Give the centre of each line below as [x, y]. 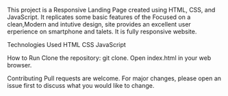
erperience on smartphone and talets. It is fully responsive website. [102, 31]
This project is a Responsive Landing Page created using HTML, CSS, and [111, 10]
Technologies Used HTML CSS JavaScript [67, 45]
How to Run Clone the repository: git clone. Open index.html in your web [109, 58]
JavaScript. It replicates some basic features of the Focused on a [99, 17]
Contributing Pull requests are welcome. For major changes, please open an [114, 78]
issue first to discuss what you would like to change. [81, 85]
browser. [20, 65]
